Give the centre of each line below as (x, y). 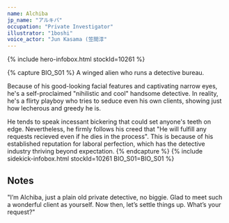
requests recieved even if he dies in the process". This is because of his (110, 137)
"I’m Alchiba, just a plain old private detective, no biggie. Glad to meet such (115, 197)
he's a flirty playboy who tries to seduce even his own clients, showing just (114, 101)
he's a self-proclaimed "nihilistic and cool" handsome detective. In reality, (113, 94)
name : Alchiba (28, 14)
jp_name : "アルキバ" (35, 20)
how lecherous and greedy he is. (54, 108)
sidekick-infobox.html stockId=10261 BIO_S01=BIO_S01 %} (91, 159)
